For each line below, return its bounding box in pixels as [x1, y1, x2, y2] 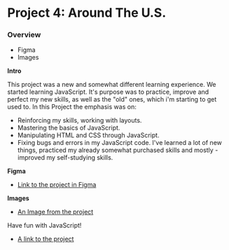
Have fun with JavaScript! [7, 221, 82, 230]
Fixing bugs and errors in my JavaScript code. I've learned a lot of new [17, 139, 222, 147]
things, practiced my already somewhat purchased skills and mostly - [17, 146, 218, 155]
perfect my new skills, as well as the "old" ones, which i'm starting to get [7, 95, 217, 104]
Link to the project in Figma [17, 181, 97, 189]
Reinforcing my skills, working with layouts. [17, 116, 142, 125]
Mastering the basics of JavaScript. [17, 124, 120, 132]
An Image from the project [17, 208, 94, 216]
